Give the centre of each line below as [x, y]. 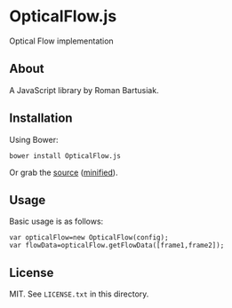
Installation [41, 118]
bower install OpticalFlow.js [65, 156]
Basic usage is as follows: [56, 221]
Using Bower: [34, 139]
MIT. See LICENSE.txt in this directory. [79, 294]
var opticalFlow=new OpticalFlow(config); [89, 238]
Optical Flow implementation [61, 41]
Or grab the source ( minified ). [64, 172]
